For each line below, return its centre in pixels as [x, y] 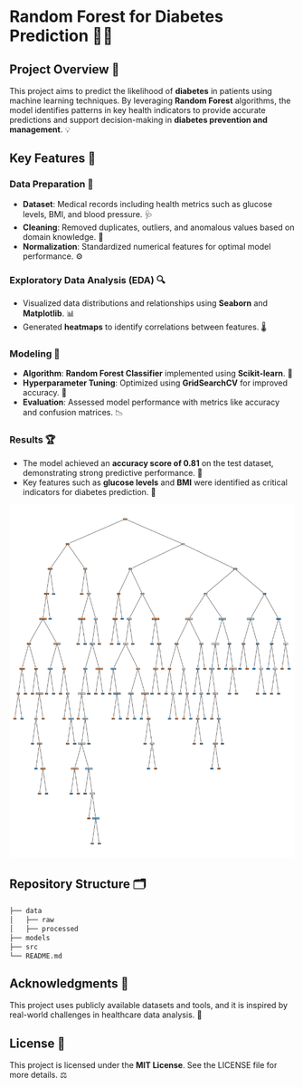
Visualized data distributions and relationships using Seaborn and [145, 303]
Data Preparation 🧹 [52, 185]
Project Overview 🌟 [65, 69]
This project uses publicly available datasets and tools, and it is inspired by [148, 1006]
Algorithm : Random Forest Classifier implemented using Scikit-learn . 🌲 [157, 374]
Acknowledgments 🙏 [69, 983]
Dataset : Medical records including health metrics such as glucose [147, 204]
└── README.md [36, 956]
